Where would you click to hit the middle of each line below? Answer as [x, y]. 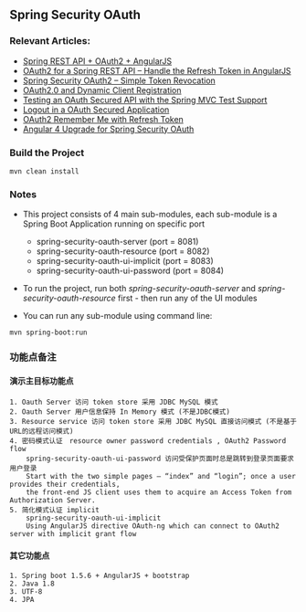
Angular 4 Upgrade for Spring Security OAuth [108, 129]
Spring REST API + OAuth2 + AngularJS [97, 61]
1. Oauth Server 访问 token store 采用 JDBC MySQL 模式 [114, 402]
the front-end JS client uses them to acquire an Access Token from [159, 492]
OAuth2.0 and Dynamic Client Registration [102, 90]
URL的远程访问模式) [42, 432]
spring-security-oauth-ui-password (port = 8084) [130, 271]
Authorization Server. [53, 501]
